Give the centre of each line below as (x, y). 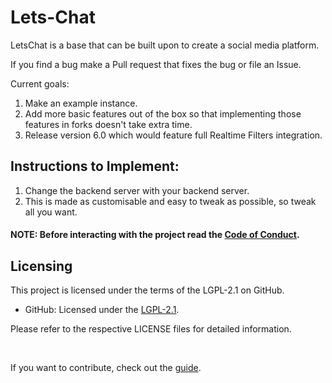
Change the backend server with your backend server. (137, 190)
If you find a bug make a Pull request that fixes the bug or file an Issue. (156, 64)
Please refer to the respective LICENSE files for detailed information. (151, 329)
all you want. (51, 212)
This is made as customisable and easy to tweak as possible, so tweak (170, 201)
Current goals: (40, 83)
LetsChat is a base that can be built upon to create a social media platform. (165, 45)
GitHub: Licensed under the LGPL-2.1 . (102, 310)
